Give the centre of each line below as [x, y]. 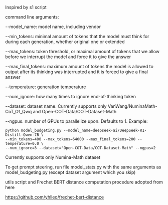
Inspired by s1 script [26, 7]
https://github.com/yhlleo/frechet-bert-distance [55, 197]
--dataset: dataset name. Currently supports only [56, 106]
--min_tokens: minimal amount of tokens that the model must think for [77, 36]
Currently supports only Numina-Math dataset [53, 157]
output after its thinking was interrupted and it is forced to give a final [76, 72]
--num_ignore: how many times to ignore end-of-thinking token [71, 96]
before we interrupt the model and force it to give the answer [68, 57]
